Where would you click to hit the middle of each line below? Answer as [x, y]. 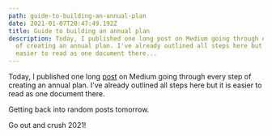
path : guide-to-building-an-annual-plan [78, 16]
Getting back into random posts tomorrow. [79, 109]
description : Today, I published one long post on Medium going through [134, 38]
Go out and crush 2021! [47, 125]
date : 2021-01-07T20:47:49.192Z [63, 23]
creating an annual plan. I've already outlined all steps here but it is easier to [135, 85]
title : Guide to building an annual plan [79, 31]
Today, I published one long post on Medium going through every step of [130, 76]
